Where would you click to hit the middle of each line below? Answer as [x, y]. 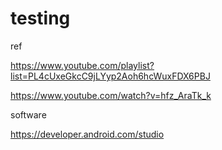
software [28, 114]
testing [40, 18]
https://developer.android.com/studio [87, 134]
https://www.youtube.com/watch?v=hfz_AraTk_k [111, 95]
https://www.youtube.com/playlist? [82, 65]
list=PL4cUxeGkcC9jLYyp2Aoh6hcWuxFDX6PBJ [110, 76]
